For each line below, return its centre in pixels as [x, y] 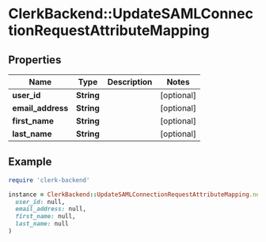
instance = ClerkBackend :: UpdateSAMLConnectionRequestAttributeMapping [129, 195]
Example [30, 162]
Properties [35, 60]
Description [130, 82]
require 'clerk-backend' [49, 180]
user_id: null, [40, 202]
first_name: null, [46, 217]
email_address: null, [51, 209]
